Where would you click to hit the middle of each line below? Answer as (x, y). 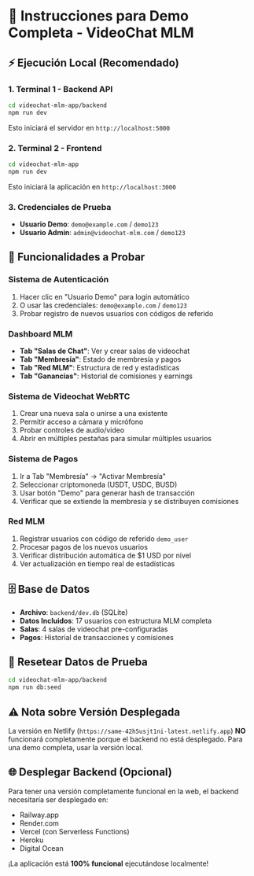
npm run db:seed (35, 687)
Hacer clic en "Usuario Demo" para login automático (105, 296)
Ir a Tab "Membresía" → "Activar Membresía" (93, 476)
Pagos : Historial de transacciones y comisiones (97, 637)
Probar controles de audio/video (72, 430)
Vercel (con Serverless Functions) (74, 831)
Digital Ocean (42, 848)
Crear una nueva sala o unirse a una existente (94, 414)
